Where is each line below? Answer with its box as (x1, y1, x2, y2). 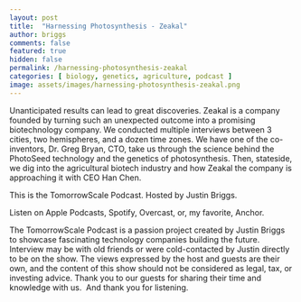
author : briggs (9, 30, 67, 39)
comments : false (9, 38, 71, 48)
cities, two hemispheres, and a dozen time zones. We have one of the (9, 133, 268, 144)
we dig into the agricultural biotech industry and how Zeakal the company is (9, 162, 292, 173)
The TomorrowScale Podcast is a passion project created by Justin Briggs (9, 224, 286, 235)
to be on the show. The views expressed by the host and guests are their (9, 253, 280, 264)
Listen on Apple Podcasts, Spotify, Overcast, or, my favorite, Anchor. (9, 206, 265, 217)
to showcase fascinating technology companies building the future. (9, 233, 260, 244)
